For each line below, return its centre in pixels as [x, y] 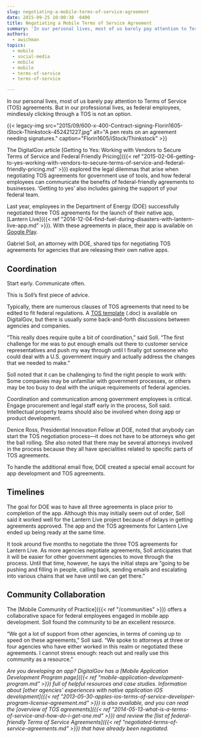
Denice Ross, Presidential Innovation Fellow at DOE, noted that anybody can [101, 430]
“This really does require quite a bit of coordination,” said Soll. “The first [96, 337]
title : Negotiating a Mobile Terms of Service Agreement [79, 23]
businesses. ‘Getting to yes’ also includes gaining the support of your [92, 188]
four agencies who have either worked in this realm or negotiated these [95, 646]
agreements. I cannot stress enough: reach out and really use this [88, 653]
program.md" [23, 683]
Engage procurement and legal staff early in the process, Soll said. [89, 405]
